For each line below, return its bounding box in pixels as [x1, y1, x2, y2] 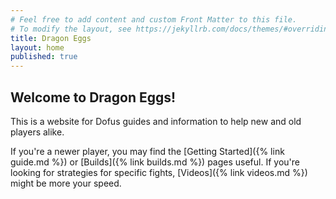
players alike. [10, 126, 65, 138]
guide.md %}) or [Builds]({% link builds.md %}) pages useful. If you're [10, 156, 300, 168]
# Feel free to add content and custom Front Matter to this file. [10, 14, 298, 25]
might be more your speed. [10, 177, 122, 189]
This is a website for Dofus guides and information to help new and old [10, 115, 302, 127]
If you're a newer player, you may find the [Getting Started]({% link [10, 145, 285, 157]
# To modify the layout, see [10, 24, 132, 34]
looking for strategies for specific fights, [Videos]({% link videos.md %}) [10, 166, 308, 178]
